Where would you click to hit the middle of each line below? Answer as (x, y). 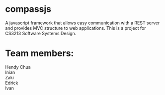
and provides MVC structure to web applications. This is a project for (76, 28)
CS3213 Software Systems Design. (41, 33)
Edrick (12, 83)
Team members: (40, 53)
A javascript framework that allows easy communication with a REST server (82, 23)
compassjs (28, 9)
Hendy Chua (18, 67)
